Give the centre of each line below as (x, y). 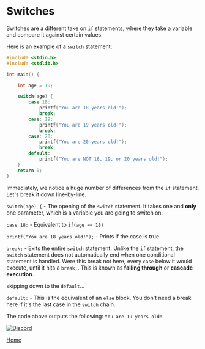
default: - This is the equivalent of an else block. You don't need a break (99, 298)
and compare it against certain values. (54, 34)
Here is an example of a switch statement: (59, 46)
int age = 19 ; (35, 86)
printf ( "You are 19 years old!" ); (83, 125)
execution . (20, 274)
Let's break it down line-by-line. (47, 194)
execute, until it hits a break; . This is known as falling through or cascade (100, 268)
